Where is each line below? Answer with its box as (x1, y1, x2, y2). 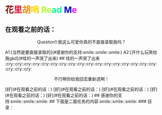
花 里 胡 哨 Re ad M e (5, 4, 78, 16)
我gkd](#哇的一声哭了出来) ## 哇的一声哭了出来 (5, 55, 100, 61)
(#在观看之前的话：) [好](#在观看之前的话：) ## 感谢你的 (5, 93, 118, 98)
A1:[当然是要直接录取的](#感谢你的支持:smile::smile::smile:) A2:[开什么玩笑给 (5, 49, 158, 55)
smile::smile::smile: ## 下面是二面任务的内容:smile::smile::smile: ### (10, 99, 147, 104)
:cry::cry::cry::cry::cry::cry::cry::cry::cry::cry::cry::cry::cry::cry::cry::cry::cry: (5, 61, 157, 66)
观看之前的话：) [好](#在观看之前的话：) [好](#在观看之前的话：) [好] (21, 86, 158, 92)
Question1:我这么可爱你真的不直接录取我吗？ (37, 39, 126, 45)
